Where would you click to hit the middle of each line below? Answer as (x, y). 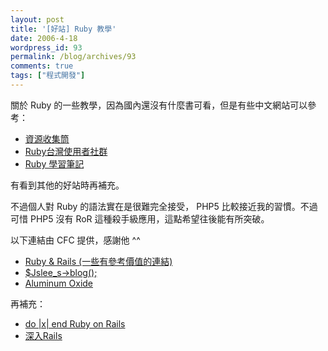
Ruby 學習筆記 (54, 163)
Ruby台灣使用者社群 (66, 151)
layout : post (37, 19)
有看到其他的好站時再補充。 (67, 185)
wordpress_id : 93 (46, 47)
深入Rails (43, 335)
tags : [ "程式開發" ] (48, 76)
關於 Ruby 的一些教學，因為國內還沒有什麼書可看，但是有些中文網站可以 (159, 105)
